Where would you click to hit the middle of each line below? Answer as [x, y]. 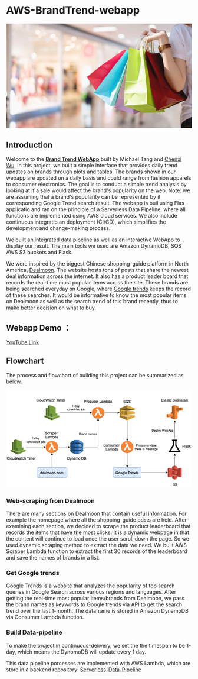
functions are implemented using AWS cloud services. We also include [92, 216]
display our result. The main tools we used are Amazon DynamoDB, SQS [94, 246]
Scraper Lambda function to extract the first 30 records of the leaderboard [97, 551]
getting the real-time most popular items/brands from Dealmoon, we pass [95, 599]
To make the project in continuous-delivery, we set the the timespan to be [96, 645]
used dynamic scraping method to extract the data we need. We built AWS [97, 545]
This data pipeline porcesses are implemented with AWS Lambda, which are [98, 663]
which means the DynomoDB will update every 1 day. [82, 652]
